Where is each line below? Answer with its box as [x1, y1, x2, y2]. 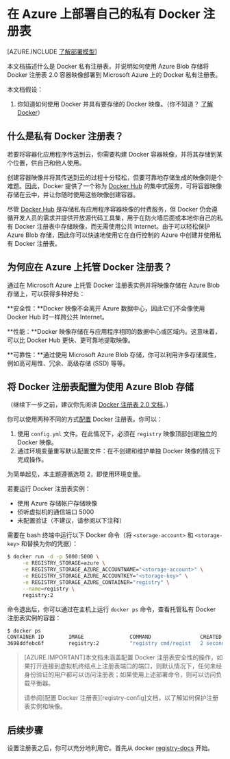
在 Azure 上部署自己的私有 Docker [7, 6, 201, 22]
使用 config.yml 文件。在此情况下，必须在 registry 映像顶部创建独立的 [16, 430, 218, 438]
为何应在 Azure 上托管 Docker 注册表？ [7, 262, 172, 273]
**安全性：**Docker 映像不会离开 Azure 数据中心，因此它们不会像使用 [7, 304, 205, 313]
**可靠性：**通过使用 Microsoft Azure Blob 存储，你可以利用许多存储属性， [7, 350, 220, 359]
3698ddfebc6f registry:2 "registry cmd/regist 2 [7, 640, 204, 647]
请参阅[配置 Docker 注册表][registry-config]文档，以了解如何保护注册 [23, 694, 219, 702]
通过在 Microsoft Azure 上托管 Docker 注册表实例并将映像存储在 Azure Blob [7, 281, 220, 289]
